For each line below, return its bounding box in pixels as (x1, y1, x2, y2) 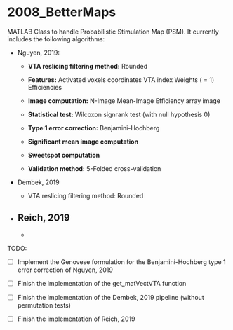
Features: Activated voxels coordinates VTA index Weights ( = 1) (27, 75, 215, 84)
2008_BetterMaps (7, 4, 116, 20)
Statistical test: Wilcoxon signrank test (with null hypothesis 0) (27, 110, 211, 118)
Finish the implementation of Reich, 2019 (17, 315, 135, 323)
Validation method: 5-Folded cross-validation (27, 164, 161, 172)
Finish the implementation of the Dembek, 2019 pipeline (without (17, 293, 205, 301)
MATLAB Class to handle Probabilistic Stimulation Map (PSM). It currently (7, 27, 219, 36)
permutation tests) (17, 301, 72, 309)
